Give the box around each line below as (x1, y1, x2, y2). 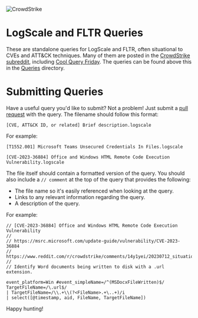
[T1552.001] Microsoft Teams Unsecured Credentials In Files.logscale (6, 144, 183, 150)
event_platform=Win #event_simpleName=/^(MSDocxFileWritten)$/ (6, 279, 165, 285)
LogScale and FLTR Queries (6, 26, 143, 39)
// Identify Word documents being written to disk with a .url (6, 264, 165, 270)
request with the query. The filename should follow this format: (6, 111, 159, 118)
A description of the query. (14, 200, 80, 207)
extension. (6, 269, 33, 275)
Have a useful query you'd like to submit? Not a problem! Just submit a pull (6, 104, 189, 111)
